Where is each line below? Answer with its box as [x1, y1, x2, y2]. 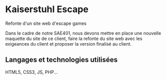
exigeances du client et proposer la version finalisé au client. [5, 41, 132, 47]
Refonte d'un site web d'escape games [5, 20, 87, 26]
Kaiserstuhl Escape [5, 4, 89, 15]
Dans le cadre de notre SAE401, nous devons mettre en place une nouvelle [5, 30, 161, 36]
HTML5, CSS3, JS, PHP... [5, 69, 58, 75]
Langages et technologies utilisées [5, 56, 118, 64]
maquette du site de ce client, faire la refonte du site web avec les [5, 35, 143, 42]
